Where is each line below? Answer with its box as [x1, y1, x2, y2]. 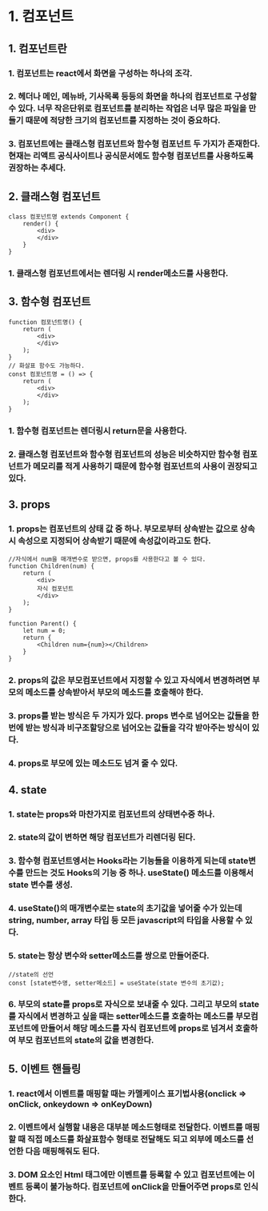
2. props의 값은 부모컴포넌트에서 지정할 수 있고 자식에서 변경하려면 [8, 675, 250, 686]
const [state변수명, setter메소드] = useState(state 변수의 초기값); [8, 979, 225, 987]
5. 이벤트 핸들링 [8, 1061, 82, 1076]
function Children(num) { [8, 562, 94, 570]
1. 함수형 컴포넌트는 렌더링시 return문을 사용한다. [8, 425, 187, 436]
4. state [8, 783, 47, 797]
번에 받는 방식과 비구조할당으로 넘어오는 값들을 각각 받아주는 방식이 [8, 722, 250, 733]
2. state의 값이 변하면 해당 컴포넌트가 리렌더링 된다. [8, 832, 196, 843]
